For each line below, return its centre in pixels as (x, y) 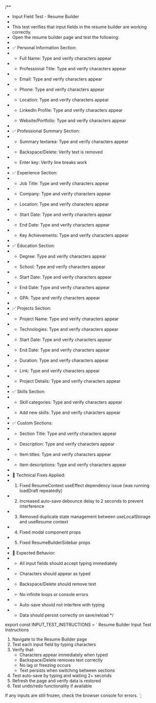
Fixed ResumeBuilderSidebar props (55, 542)
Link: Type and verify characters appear (59, 371)
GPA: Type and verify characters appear (60, 298)
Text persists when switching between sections (67, 670)
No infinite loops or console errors (54, 594)
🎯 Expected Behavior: (34, 553)
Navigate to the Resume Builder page (49, 639)
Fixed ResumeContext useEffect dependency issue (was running (84, 486)
